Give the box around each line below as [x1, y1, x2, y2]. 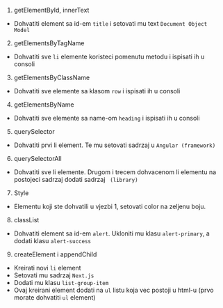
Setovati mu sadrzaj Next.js [13, 271, 94, 279]
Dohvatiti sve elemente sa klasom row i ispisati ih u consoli [13, 87, 181, 95]
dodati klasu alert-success [13, 237, 92, 245]
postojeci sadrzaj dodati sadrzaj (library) [13, 176, 138, 183]
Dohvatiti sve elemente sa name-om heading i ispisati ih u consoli [13, 114, 200, 122]
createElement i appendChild [13, 250, 97, 259]
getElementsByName [13, 100, 74, 109]
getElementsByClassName [13, 73, 90, 82]
